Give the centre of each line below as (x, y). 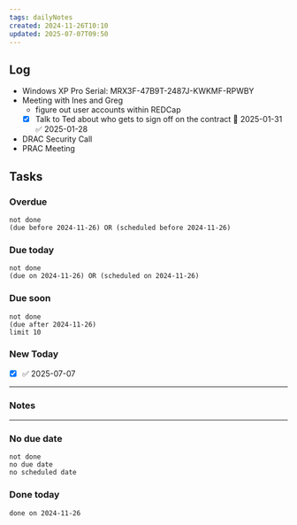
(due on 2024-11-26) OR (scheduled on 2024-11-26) (104, 276)
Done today (34, 495)
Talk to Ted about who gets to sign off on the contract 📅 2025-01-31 (159, 120)
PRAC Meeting (48, 149)
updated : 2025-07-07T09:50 (59, 34)
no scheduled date (43, 473)
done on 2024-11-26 (45, 513)
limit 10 (25, 332)
